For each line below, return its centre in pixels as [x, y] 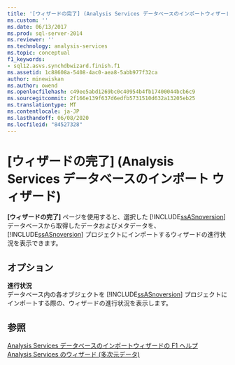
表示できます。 [41, 243]
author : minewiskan [36, 79]
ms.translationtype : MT [42, 105]
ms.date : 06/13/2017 [37, 27]
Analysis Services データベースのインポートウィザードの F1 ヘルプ [102, 346]
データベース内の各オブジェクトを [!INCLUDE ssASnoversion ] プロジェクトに [117, 294]
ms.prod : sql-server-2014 [45, 33]
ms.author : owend [33, 85]
